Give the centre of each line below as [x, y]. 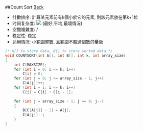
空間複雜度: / [25, 29]
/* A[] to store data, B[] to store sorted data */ [59, 51]
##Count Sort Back [24, 7]
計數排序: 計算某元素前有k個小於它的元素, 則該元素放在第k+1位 [75, 17]
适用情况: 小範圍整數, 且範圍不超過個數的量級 [58, 42]
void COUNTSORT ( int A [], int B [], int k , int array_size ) [65, 55]
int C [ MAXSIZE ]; [31, 65]
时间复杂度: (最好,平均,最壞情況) [47, 23]
